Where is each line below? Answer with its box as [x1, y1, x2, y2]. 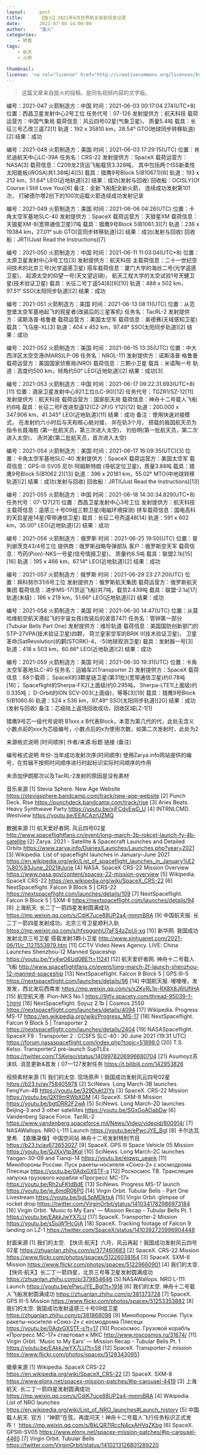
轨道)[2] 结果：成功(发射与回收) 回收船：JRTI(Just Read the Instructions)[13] [6, 478, 199, 486]
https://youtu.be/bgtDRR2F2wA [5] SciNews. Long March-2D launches [6, 1100, 185, 1107]
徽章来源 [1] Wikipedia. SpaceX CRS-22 [6, 1363, 106, 1371]
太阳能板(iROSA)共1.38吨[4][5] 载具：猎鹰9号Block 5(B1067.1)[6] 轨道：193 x [6, 169, 199, 176]
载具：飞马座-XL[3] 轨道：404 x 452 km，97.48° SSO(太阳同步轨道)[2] [6, 323, 186, 331]
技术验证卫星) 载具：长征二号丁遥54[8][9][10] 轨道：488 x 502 [13, 280, 172, 287]
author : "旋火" [6, 26, 55, 33]
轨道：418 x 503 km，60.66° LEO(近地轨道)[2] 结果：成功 [6, 645, 152, 653]
